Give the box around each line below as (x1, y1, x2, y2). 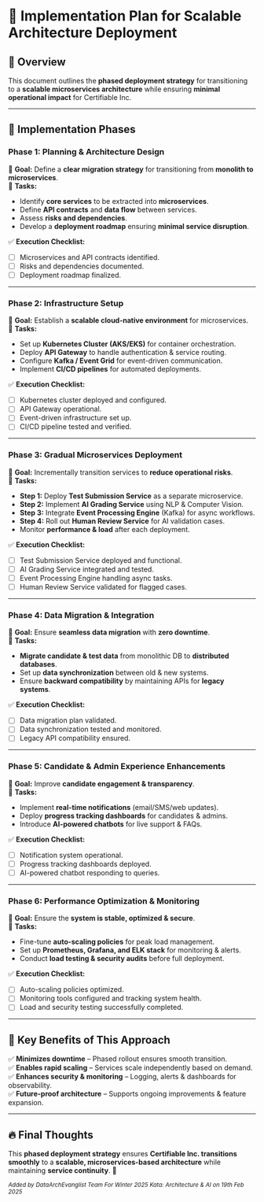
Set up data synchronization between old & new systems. (19, 668, 209, 678)
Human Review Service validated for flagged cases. (19, 582, 187, 591)
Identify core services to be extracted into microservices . (19, 196, 210, 205)
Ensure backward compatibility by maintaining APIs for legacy (19, 676, 225, 686)
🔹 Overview (8, 55, 66, 68)
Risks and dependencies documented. (19, 261, 144, 271)
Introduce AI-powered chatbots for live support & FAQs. (19, 819, 203, 829)
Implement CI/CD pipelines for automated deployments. (19, 364, 202, 374)
